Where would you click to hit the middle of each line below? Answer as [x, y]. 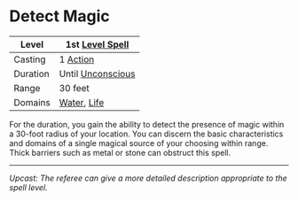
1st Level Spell [97, 44]
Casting [30, 59]
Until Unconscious [97, 73]
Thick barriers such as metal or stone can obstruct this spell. [120, 152]
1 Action [77, 59]
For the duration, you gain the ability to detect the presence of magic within [147, 124]
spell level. [28, 187]
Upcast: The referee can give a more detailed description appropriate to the [149, 178]
